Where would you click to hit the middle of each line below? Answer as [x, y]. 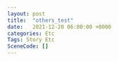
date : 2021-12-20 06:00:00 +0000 [59, 27]
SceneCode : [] [28, 46]
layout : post [26, 14]
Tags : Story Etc [31, 40]
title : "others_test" [40, 20]
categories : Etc [31, 33]
